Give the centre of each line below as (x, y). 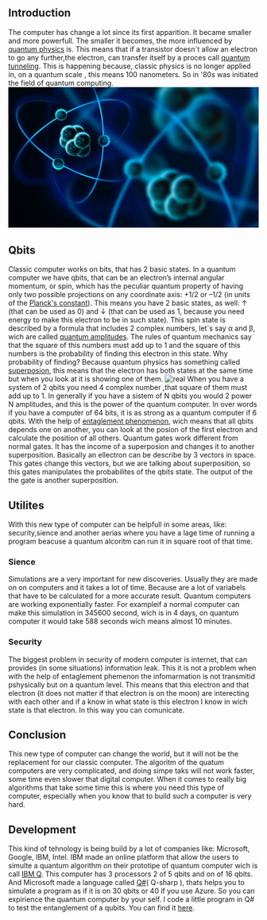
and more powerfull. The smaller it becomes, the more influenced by (120, 41)
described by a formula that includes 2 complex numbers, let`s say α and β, (132, 328)
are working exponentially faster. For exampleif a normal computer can (124, 605)
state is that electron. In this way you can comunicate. (97, 709)
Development (43, 829)
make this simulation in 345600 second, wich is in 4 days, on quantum (124, 613)
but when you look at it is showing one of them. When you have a (126, 379)
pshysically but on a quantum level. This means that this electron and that (129, 684)
